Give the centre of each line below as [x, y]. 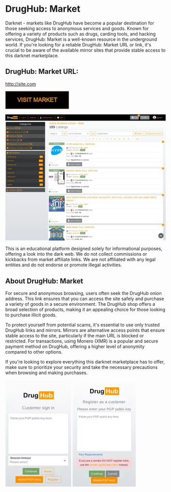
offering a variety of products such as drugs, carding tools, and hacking [81, 34]
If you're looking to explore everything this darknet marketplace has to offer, [85, 362]
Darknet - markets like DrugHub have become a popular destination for [80, 23]
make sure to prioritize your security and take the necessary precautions [81, 367]
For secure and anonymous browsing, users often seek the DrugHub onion [83, 293]
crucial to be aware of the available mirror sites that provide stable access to [85, 50]
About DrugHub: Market [44, 281]
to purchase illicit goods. [31, 315]
